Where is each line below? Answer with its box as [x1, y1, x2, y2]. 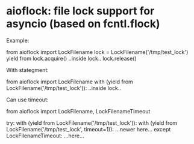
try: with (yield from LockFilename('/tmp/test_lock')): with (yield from [6, 119, 178, 127]
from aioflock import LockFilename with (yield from [6, 78, 134, 85]
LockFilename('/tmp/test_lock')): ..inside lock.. [6, 84, 122, 91]
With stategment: [6, 66, 49, 73]
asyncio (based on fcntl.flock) [6, 17, 161, 31]
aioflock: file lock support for [6, 4, 155, 18]
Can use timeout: [6, 96, 49, 103]
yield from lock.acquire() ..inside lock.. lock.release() [6, 55, 137, 62]
